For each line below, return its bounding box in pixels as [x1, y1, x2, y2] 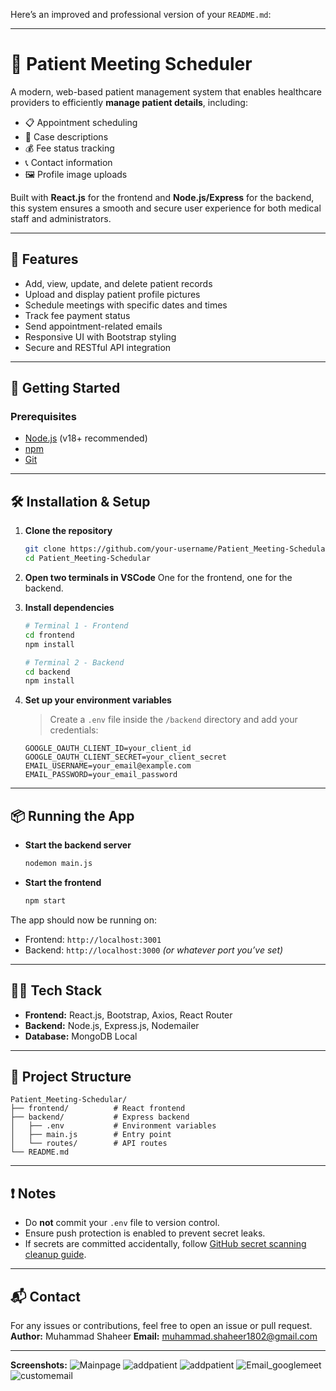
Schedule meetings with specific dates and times [24, 299, 228, 311]
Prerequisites [10, 410, 77, 424]
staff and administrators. [10, 212, 112, 224]
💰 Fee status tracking [24, 142, 115, 154]
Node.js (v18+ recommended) [24, 432, 148, 444]
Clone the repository [24, 525, 113, 537]
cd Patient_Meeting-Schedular [24, 554, 152, 564]
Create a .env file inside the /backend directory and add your [49, 714, 298, 726]
